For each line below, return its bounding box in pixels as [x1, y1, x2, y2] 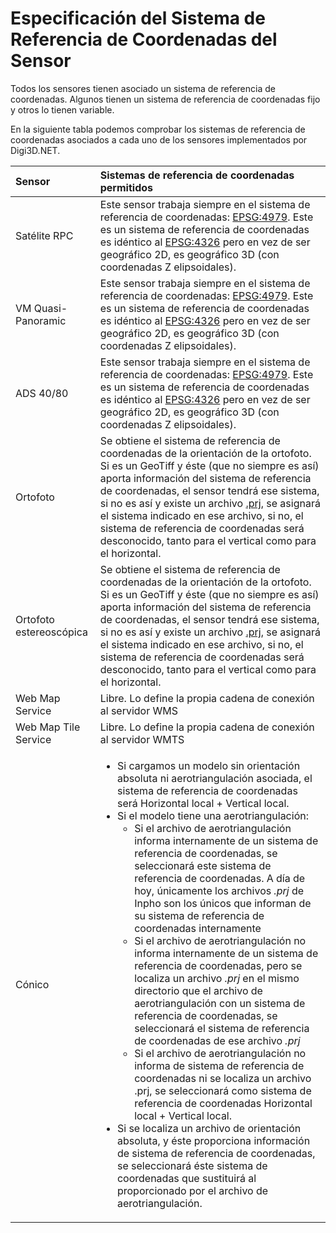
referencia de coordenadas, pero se [134, 958, 303, 972]
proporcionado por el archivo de [116, 1183, 269, 1197]
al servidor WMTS [99, 732, 185, 746]
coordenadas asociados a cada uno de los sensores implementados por [10, 133, 308, 146]
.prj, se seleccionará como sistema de [134, 1083, 312, 1097]
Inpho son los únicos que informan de [134, 896, 312, 910]
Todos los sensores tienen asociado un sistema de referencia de [10, 82, 276, 94]
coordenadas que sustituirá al [116, 1171, 257, 1185]
